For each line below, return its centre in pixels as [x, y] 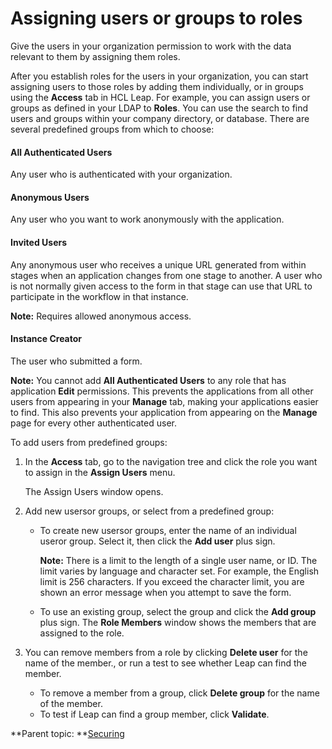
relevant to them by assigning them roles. [95, 56]
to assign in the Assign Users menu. [100, 472]
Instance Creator [46, 339]
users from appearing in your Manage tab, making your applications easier [164, 401]
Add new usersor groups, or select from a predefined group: [149, 511]
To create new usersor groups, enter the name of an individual [168, 530]
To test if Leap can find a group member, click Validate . [154, 714]
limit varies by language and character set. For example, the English [179, 571]
